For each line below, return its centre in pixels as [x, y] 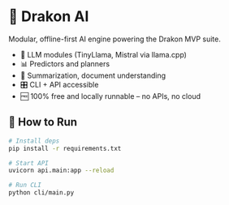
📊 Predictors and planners [65, 63]
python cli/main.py [41, 193]
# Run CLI [25, 186]
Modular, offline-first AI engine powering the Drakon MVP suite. [114, 39]
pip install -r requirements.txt [65, 148]
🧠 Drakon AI [49, 17]
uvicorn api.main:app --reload [61, 171]
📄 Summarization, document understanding [93, 75]
